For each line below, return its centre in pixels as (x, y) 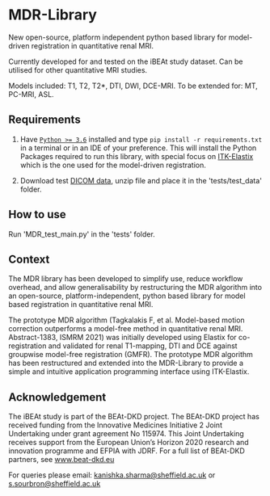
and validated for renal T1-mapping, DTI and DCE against (143, 346)
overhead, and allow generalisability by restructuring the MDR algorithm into (135, 288)
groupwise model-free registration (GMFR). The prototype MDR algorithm (131, 355)
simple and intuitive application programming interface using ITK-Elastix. (129, 372)
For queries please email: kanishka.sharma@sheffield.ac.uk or (112, 475)
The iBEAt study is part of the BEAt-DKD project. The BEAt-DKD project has (134, 417)
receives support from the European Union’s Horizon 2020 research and (129, 443)
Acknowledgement (57, 397)
